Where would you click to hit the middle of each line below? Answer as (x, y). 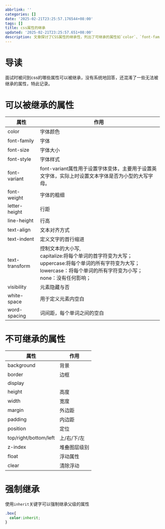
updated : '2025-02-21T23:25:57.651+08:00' (49, 32)
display (16, 383)
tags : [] (14, 23)
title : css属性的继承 (25, 28)
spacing (17, 316)
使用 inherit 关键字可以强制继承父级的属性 (47, 504)
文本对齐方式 (55, 230)
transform (19, 266)
